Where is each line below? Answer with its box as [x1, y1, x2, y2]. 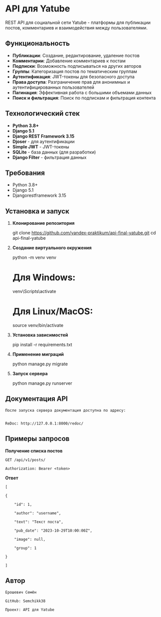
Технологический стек [5, 109, 80, 118]
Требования [5, 168, 45, 177]
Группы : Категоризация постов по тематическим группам [12, 68, 137, 74]
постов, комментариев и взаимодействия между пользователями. [5, 24, 148, 30]
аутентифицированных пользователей [12, 84, 95, 90]
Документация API [5, 395, 68, 403]
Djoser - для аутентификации [12, 138, 75, 145]
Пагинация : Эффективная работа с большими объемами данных [12, 89, 152, 95]
